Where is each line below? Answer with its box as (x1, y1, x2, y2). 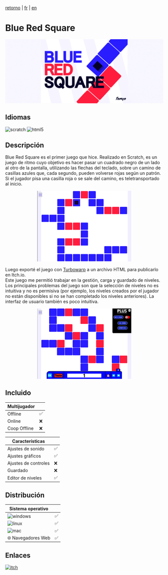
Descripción (5, 141, 44, 149)
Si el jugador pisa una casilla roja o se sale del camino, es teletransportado (5, 176, 159, 182)
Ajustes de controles (7, 460, 50, 467)
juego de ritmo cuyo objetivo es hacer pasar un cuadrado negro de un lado (5, 160, 160, 166)
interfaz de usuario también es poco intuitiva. (5, 298, 99, 304)
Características (12, 438, 45, 444)
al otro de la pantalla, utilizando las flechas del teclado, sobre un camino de (5, 165, 161, 171)
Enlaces (5, 551, 31, 559)
